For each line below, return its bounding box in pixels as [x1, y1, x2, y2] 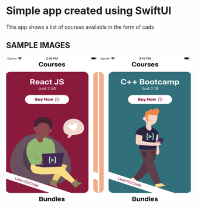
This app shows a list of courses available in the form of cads [6, 23, 154, 30]
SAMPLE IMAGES [6, 40, 70, 50]
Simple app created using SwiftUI [6, 4, 172, 18]
